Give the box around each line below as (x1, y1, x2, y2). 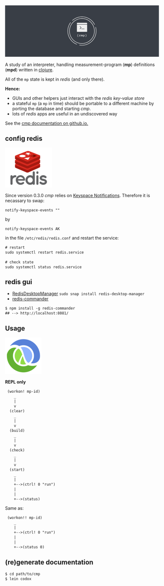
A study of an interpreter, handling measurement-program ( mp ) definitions (5, 62, 155, 68)
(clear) (9, 409, 25, 414)
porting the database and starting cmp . (12, 106, 91, 112)
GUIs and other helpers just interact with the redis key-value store (12, 95, 145, 101)
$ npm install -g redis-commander (5, 306, 76, 311)
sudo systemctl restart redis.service (5, 250, 84, 255)
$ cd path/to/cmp (5, 572, 41, 577)
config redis (5, 135, 43, 143)
